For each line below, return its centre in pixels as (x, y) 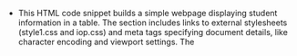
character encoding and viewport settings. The (106, 42)
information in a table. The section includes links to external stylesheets (153, 23)
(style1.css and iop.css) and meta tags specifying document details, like (153, 32)
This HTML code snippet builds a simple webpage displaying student (148, 13)
